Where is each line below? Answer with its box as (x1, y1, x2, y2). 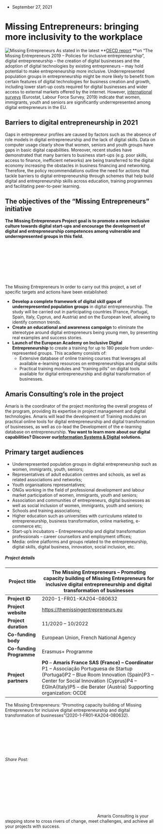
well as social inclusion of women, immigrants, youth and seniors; (12, 502, 144, 508)
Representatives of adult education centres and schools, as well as (12, 471, 146, 477)
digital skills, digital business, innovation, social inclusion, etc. (12, 544, 135, 549)
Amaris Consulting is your (97, 813, 149, 819)
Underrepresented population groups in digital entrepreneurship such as (12, 461, 157, 467)
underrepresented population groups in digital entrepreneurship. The (12, 304, 153, 309)
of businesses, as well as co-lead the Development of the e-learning (5, 423, 142, 430)
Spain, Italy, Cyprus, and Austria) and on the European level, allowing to (12, 314, 155, 320)
